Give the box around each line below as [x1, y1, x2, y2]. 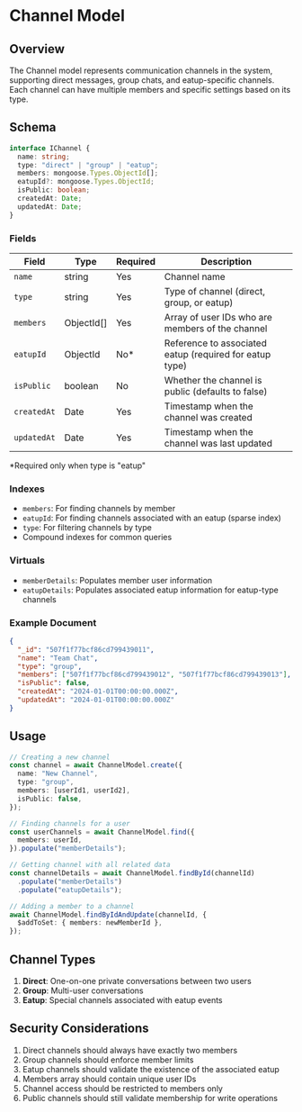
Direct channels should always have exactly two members [22, 1044, 238, 1055]
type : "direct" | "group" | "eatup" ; [17, 160, 159, 169]
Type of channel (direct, [164, 285, 266, 297]
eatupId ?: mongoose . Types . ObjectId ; [17, 177, 155, 186]
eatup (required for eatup [164, 348, 271, 360]
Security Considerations [9, 1021, 150, 1036]
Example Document [9, 616, 97, 628]
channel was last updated [164, 437, 272, 449]
